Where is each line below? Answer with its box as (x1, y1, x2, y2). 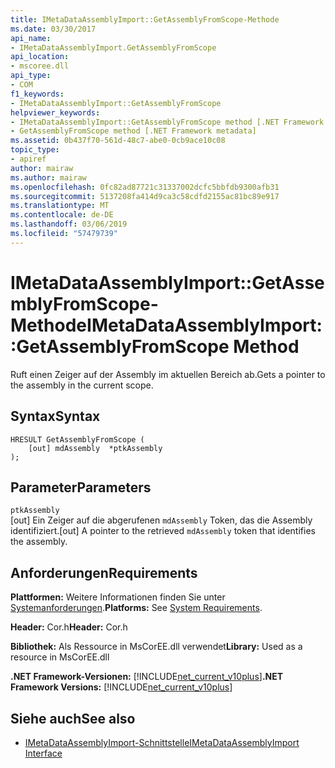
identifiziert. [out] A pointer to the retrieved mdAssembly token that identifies (10, 525, 316, 537)
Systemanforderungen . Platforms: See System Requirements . (10, 602, 263, 614)
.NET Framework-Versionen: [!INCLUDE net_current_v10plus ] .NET (10, 671, 284, 683)
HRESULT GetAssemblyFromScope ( (10, 434, 145, 445)
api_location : (10, 52, 70, 62)
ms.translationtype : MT (10, 201, 110, 211)
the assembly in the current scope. (10, 379, 154, 391)
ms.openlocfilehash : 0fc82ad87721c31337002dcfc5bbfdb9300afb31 (10, 182, 280, 192)
